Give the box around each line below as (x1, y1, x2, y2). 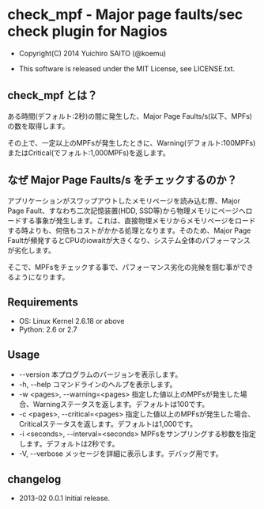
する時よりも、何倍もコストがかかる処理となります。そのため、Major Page (7, 226, 251, 235)
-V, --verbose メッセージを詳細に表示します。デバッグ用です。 (18, 449, 223, 458)
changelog (7, 473, 62, 486)
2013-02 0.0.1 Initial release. (18, 493, 111, 503)
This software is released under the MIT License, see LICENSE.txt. (18, 63, 236, 73)
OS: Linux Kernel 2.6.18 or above (18, 317, 125, 326)
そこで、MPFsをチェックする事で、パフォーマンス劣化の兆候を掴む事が (7, 262, 240, 272)
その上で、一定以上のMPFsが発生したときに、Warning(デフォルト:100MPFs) (7, 138, 256, 147)
